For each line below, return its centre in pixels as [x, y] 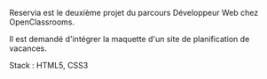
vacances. [28, 48]
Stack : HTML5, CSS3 [49, 65]
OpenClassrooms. [42, 22]
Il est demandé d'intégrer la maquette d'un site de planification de [130, 39]
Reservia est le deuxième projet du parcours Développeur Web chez [134, 13]
